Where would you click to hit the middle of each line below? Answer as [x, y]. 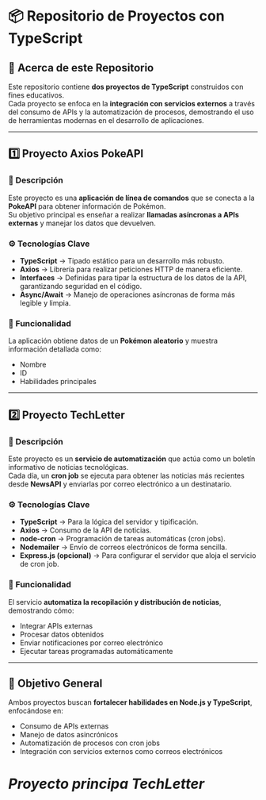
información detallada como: [55, 349]
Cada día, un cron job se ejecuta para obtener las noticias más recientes [127, 475]
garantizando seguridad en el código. [81, 286]
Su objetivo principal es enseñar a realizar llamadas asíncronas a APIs [124, 214]
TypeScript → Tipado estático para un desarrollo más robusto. [122, 260]
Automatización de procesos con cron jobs [90, 743]
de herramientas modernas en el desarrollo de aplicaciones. [106, 120]
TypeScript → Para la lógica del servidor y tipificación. [109, 522]
